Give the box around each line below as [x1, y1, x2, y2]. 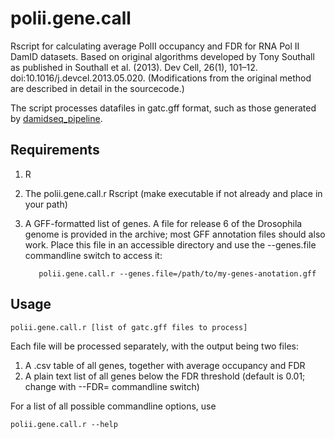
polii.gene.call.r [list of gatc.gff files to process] [10, 322, 248, 332]
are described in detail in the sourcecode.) [10, 82, 185, 94]
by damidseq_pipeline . [10, 112, 103, 124]
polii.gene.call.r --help [10, 419, 118, 429]
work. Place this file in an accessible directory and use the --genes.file [24, 238, 317, 251]
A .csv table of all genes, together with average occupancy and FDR [24, 359, 306, 371]
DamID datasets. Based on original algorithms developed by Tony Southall [10, 50, 315, 62]
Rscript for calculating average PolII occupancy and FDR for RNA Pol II [10, 40, 300, 52]
